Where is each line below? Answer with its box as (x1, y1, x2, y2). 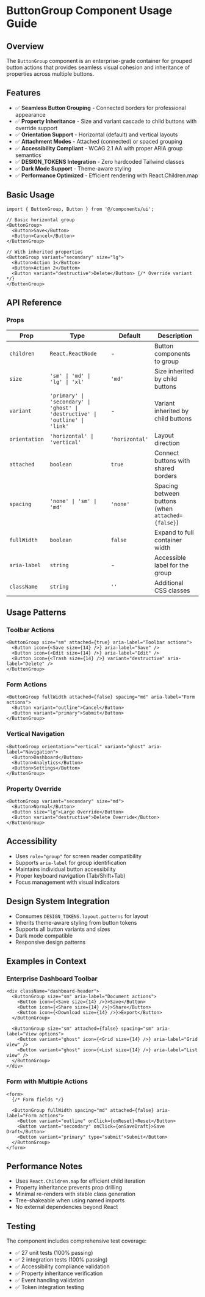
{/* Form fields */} (12, 1097, 64, 1103)
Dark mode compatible (15, 931, 73, 939)
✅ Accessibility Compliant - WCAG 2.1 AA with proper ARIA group (15, 144, 183, 152)
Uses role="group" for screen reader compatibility (15, 852, 142, 859)
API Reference (6, 298, 62, 308)
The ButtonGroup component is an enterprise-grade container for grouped (6, 57, 192, 64)
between (154, 490, 180, 498)
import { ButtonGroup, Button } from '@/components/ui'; (6, 206, 154, 212)
